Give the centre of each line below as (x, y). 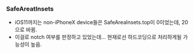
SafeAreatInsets (30, 9)
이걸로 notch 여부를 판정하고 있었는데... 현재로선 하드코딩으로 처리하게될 (98, 37)
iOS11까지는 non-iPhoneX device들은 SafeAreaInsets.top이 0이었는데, (97, 22)
